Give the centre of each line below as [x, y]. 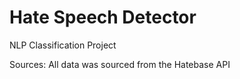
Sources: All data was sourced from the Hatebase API [120, 64]
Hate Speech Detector [103, 17]
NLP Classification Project [63, 45]
